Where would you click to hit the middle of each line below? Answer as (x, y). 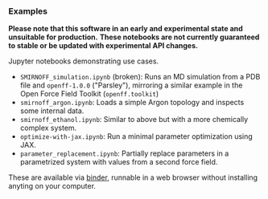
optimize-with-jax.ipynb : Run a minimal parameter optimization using (136, 136)
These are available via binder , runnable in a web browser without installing (133, 177)
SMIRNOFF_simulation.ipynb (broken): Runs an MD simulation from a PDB (140, 77)
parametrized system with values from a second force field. (119, 162)
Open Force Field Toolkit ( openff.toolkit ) (89, 94)
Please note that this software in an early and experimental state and (126, 29)
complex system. (48, 128)
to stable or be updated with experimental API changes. (103, 46)
